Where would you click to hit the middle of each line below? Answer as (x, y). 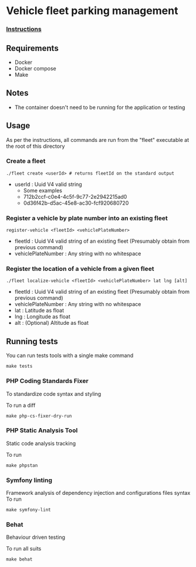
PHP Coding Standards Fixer (48, 381)
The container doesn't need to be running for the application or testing (100, 107)
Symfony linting (29, 480)
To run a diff (21, 405)
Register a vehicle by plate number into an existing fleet (87, 218)
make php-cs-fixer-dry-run (39, 416)
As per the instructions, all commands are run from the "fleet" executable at (98, 140)
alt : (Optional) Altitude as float (52, 323)
